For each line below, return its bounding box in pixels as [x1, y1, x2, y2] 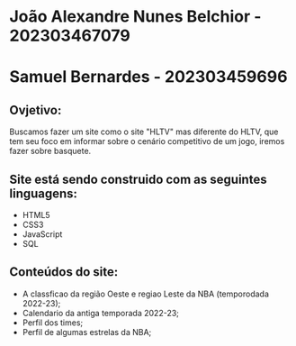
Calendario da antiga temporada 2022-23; [22, 307, 180, 318]
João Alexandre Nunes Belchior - [9, 6, 262, 27]
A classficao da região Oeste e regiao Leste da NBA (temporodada [22, 288, 270, 299]
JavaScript [22, 229, 63, 240]
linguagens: [9, 186, 78, 201]
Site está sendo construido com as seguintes [9, 171, 267, 187]
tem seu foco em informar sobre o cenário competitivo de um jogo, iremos [9, 136, 285, 147]
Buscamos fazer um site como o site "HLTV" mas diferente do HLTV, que [9, 126, 279, 137]
